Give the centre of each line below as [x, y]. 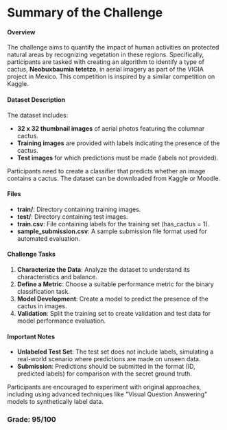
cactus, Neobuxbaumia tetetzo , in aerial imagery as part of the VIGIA [106, 69]
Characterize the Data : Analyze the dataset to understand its [104, 269]
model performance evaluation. [61, 321]
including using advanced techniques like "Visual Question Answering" [107, 394]
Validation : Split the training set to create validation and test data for [114, 313]
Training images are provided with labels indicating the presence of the [118, 143]
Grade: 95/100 [32, 420]
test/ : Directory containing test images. [72, 216]
